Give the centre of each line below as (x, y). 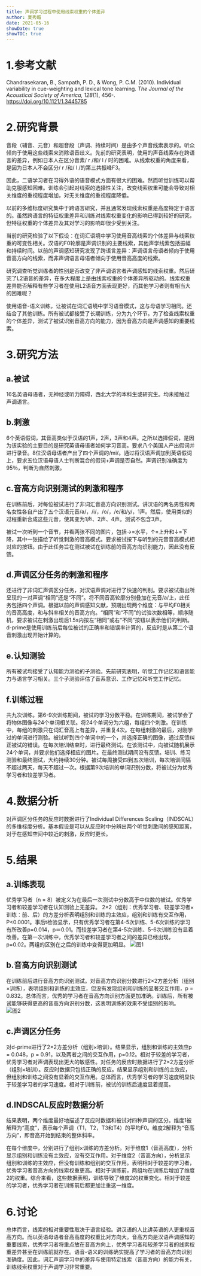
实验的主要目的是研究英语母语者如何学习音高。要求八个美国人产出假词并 (106, 445)
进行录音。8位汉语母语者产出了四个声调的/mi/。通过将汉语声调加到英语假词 (99, 453)
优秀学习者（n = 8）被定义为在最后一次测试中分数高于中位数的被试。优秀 (97, 900)
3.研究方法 (32, 355)
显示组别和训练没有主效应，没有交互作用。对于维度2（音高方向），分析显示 (98, 1156)
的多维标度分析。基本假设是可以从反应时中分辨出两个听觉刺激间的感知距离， (100, 826)
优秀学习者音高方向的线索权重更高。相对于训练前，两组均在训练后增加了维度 (100, 1171)
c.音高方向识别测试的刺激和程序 (65, 488)
